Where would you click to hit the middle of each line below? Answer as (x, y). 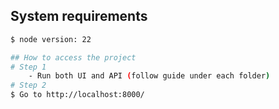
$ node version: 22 (51, 39)
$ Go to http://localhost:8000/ (77, 95)
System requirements (79, 16)
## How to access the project (73, 57)
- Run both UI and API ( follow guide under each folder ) (149, 76)
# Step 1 (28, 67)
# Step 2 (28, 85)
